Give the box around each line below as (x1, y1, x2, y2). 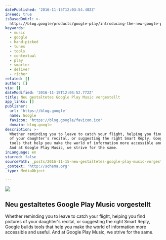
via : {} (5, 85, 21, 91)
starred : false (5, 154, 37, 159)
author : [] (5, 81, 28, 86)
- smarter (9, 62, 30, 67)
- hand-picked (9, 40, 39, 45)
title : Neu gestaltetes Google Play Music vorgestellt (5, 95, 121, 99)
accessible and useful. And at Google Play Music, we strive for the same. (5, 229, 154, 235)
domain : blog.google (9, 122, 52, 127)
